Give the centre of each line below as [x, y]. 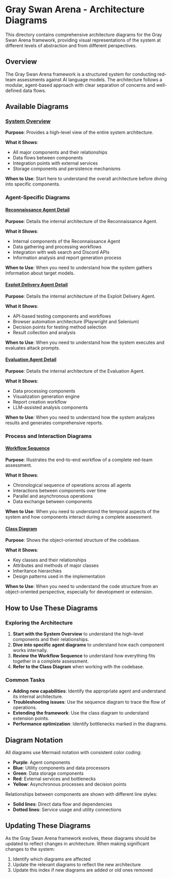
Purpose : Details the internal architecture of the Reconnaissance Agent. [81, 221]
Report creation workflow [40, 401]
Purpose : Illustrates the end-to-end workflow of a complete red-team [79, 460]
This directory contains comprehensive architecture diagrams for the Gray [84, 34]
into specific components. [33, 184]
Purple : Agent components [41, 762]
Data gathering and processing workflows [57, 246]
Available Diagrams [37, 107]
